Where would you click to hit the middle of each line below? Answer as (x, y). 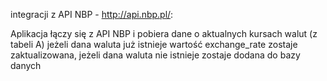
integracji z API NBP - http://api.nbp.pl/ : (92, 14)
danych (26, 65)
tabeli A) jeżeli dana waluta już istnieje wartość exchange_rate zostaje (154, 44)
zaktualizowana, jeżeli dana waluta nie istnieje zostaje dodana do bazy (155, 55)
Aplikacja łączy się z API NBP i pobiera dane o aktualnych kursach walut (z (164, 33)
